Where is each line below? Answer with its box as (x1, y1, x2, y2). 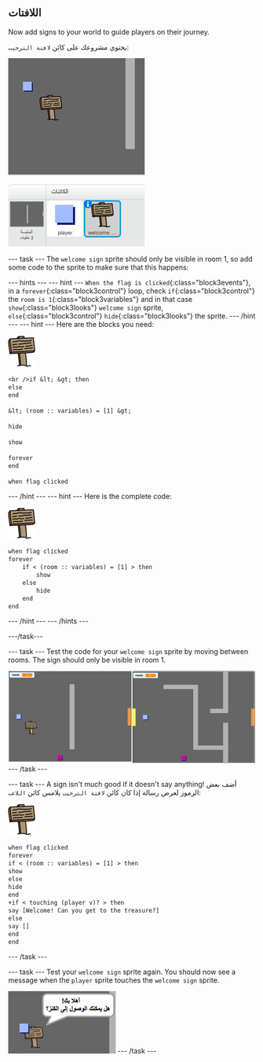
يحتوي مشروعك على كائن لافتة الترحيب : (8, 42, 130, 52)
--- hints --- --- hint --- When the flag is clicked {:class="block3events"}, (8, 277, 251, 287)
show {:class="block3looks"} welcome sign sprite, (8, 303, 164, 312)
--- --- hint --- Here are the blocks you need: (8, 319, 155, 329)
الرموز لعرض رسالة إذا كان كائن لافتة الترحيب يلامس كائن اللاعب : (8, 788, 202, 797)
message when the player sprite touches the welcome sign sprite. (8, 976, 220, 985)
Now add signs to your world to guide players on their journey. (8, 27, 210, 36)
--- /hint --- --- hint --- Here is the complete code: (8, 491, 172, 501)
